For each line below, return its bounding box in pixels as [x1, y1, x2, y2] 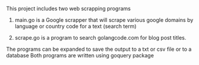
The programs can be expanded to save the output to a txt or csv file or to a [6, 45, 192, 53]
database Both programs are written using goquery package [6, 52, 154, 58]
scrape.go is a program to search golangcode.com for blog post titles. [14, 34, 187, 41]
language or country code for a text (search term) [14, 23, 137, 30]
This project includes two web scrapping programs [6, 5, 131, 12]
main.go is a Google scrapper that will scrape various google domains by [14, 17, 194, 23]
